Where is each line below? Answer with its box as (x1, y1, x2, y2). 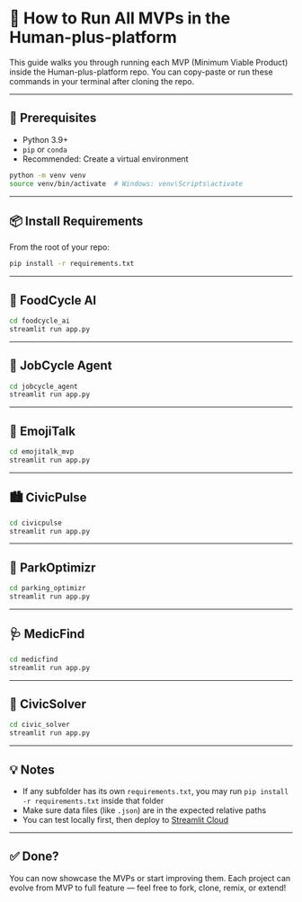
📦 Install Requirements (9, 213, 144, 228)
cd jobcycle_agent (9, 382, 78, 391)
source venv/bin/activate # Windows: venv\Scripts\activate (9, 179, 244, 188)
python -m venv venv (9, 171, 87, 180)
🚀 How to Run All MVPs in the (9, 8, 231, 29)
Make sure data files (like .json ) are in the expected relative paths (22, 804, 267, 816)
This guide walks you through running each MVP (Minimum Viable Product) (9, 57, 289, 67)
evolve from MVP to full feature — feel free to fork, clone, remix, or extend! (9, 882, 287, 893)
